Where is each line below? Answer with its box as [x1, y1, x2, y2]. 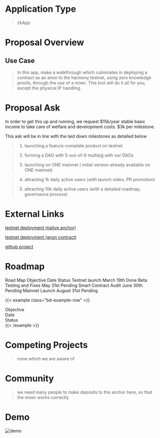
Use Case [5, 56, 35, 65]
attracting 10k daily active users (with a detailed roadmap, [24, 186, 141, 192]
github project [5, 244, 33, 249]
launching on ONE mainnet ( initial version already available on [24, 162, 151, 167]
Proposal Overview [5, 37, 84, 48]
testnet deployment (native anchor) [5, 224, 76, 230]
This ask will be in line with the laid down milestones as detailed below [5, 133, 147, 139]
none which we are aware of [17, 356, 75, 361]
